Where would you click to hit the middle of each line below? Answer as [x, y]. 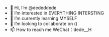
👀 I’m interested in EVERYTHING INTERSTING [57, 13]
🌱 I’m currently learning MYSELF [43, 18]
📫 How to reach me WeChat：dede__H [51, 29]
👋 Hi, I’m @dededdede [33, 8]
